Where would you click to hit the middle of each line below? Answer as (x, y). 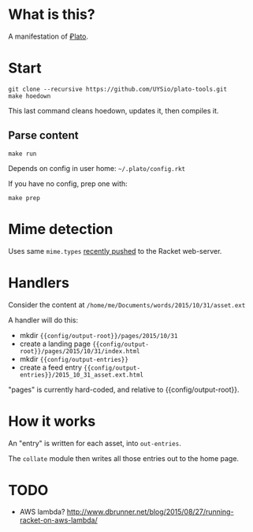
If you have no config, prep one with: (68, 184)
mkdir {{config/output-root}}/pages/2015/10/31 (99, 335)
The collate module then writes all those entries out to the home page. (123, 458)
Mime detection (61, 229)
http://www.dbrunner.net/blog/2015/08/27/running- (150, 512)
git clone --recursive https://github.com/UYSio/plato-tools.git (117, 89)
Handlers (39, 283)
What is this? (52, 15)
